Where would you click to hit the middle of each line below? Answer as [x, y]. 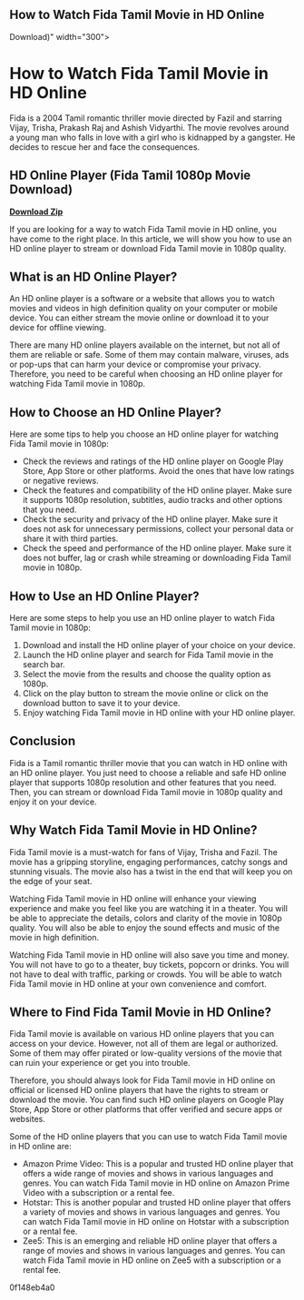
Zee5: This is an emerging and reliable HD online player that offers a [150, 1241]
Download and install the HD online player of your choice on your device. [159, 645]
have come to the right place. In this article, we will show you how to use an [151, 239]
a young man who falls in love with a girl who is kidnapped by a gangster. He [152, 137]
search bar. [44, 665]
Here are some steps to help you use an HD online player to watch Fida [142, 618]
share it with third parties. [70, 538]
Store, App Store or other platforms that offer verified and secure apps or [146, 1109]
